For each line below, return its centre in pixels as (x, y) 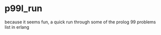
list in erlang (17, 27)
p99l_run (23, 9)
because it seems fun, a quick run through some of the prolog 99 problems (80, 22)
